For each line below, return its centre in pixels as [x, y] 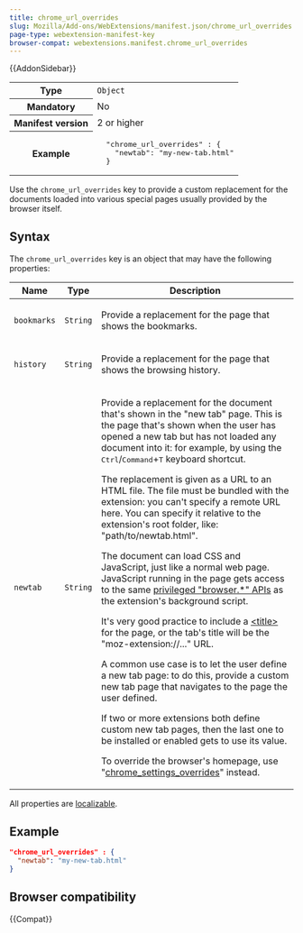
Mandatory [51, 107]
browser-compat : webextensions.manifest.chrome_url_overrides [129, 43]
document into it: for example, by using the [191, 447]
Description [195, 290]
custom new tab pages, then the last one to [192, 729]
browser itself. [36, 208]
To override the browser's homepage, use [189, 761]
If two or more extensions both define [180, 718]
